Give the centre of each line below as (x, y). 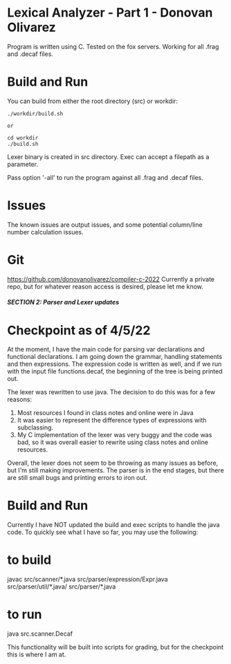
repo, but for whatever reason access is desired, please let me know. (105, 286)
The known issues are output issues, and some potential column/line (105, 224)
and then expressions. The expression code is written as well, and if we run (114, 364)
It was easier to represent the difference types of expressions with (112, 421)
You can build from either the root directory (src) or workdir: (93, 101)
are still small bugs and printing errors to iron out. (77, 478)
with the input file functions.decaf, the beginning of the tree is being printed (115, 371)
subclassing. (35, 427)
